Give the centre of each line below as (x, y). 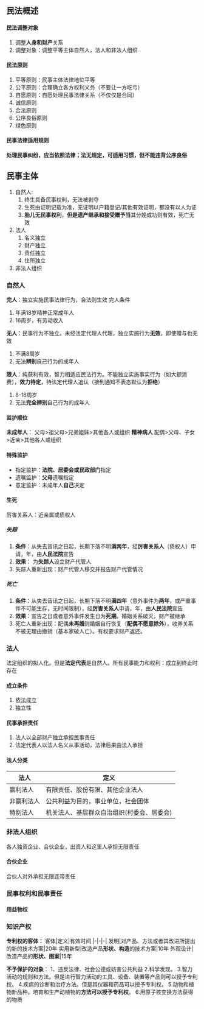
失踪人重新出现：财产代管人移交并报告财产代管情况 (79, 569)
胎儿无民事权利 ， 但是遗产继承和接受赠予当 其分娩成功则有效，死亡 (107, 214)
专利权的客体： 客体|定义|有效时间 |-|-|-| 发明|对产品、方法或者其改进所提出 (101, 941)
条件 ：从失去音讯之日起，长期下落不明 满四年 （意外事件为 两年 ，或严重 (103, 600)
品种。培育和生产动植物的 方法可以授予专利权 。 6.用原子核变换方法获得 (105, 992)
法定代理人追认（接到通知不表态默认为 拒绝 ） (107, 382)
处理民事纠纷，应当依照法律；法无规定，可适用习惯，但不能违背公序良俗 (97, 155)
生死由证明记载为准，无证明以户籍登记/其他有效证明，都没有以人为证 (110, 207)
